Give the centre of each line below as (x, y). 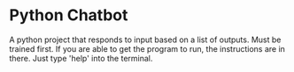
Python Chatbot (69, 15)
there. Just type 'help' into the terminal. (81, 58)
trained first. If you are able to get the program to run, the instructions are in (147, 48)
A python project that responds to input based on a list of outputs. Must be (145, 40)
